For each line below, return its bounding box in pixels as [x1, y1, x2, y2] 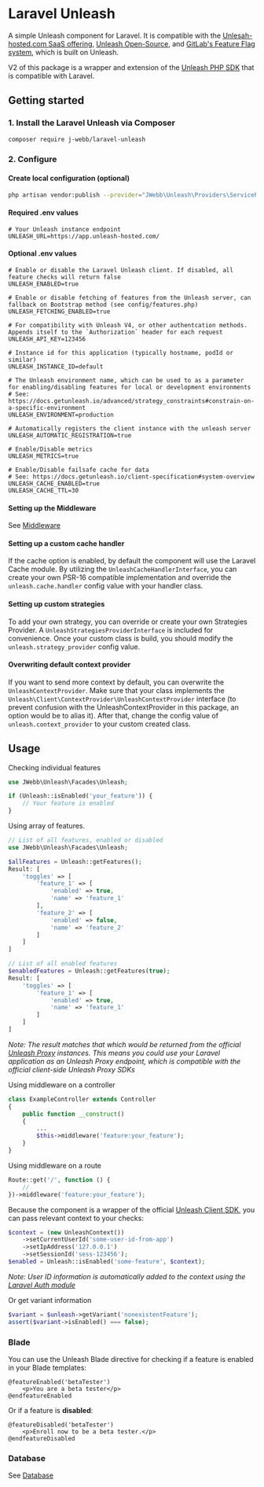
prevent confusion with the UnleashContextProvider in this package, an [8, 702, 240, 712]
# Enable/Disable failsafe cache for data [8, 466, 149, 474]
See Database [8, 1470, 53, 1480]
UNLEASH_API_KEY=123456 [8, 335, 86, 343]
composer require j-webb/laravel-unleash [8, 135, 146, 143]
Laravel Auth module [8, 1280, 76, 1290]
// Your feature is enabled [22, 799, 114, 807]
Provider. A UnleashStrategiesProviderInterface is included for [8, 625, 214, 634]
